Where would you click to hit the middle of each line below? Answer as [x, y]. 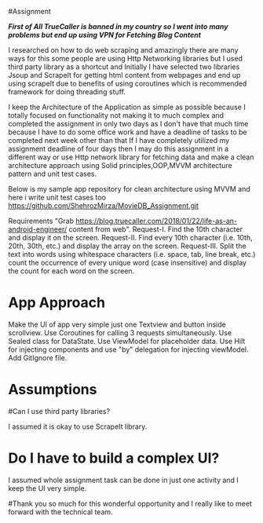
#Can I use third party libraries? [59, 411]
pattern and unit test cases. [53, 174]
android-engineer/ [38, 229]
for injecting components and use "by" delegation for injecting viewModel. [128, 349]
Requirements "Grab [41, 221]
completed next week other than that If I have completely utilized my [119, 140]
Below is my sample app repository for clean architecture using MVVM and [130, 189]
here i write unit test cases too [57, 197]
